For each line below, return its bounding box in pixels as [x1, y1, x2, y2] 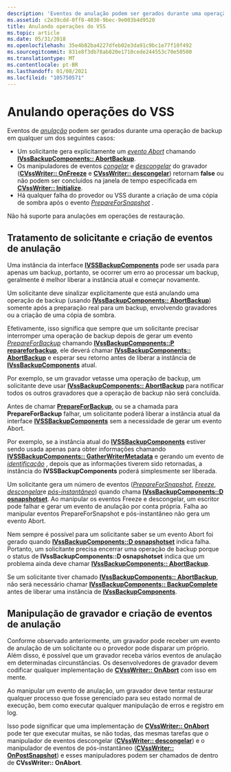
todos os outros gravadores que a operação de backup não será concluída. [7, 389, 221, 397]
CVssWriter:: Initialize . [16, 184, 83, 192]
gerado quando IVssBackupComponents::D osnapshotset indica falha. [7, 538, 211, 546]
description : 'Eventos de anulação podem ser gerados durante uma [7, 10, 201, 17]
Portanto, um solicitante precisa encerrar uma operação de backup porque [7, 545, 219, 553]
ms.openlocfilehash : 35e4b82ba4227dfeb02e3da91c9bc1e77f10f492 [7, 42, 192, 49]
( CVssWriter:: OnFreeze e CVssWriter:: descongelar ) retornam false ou [16, 170, 224, 178]
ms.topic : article [7, 29, 60, 37]
